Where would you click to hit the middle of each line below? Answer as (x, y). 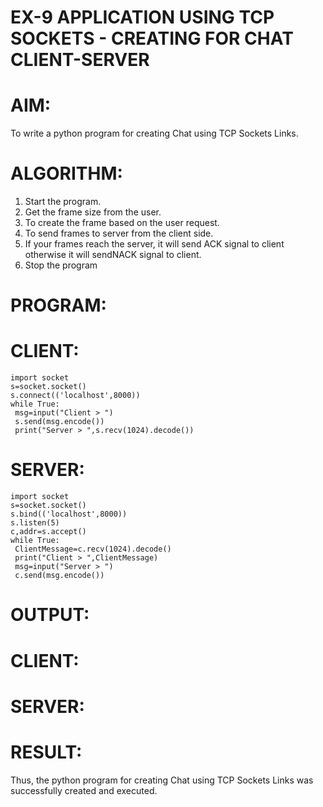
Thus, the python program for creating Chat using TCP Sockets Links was (162, 780)
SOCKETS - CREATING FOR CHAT (152, 38)
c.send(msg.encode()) (59, 576)
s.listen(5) (35, 523)
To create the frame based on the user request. (122, 223)
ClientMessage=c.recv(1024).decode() (93, 549)
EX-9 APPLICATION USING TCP (142, 17)
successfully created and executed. (84, 790)
